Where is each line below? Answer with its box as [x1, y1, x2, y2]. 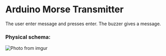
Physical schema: [5, 33, 51, 41]
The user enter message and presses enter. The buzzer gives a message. [5, 21, 161, 27]
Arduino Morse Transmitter [5, 4, 124, 15]
